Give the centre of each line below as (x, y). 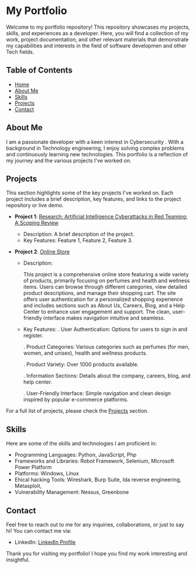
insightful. (18, 560)
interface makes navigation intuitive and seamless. (104, 318)
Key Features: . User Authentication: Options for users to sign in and (105, 330)
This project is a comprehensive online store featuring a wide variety (106, 275)
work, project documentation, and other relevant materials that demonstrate (97, 39)
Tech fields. (20, 52)
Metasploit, (28, 486)
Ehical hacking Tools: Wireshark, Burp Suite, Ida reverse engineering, (98, 480)
